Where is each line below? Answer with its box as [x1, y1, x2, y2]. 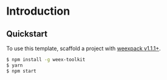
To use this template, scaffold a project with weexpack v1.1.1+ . [6, 45, 161, 52]
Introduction [6, 4, 70, 18]
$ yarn [6, 62, 23, 68]
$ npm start [6, 68, 36, 74]
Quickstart [6, 29, 48, 39]
